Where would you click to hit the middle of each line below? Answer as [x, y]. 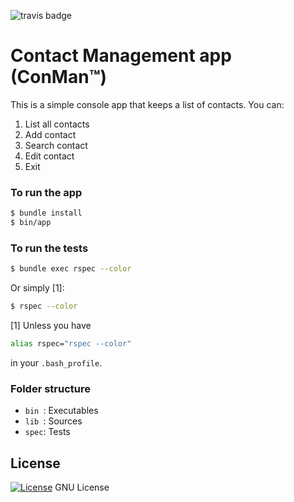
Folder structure [50, 388]
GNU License [82, 487]
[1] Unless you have [51, 326]
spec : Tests [47, 432]
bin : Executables [61, 411]
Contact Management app [121, 56]
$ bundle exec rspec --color [71, 269]
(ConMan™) [59, 77]
